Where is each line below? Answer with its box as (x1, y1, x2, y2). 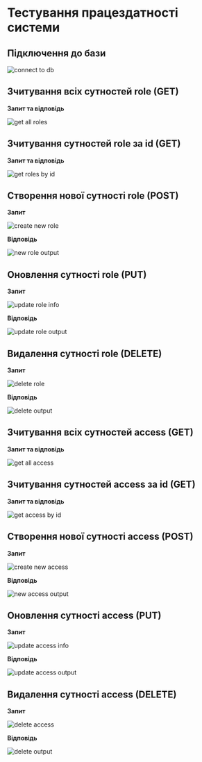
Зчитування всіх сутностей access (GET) (7, 426, 194, 438)
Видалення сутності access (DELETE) (7, 688, 177, 700)
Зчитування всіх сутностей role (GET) (7, 85, 179, 98)
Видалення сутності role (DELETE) (7, 347, 162, 359)
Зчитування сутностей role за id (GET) (7, 138, 181, 150)
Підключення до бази (7, 47, 106, 59)
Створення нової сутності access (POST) (7, 531, 194, 542)
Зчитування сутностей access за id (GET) (7, 479, 196, 490)
